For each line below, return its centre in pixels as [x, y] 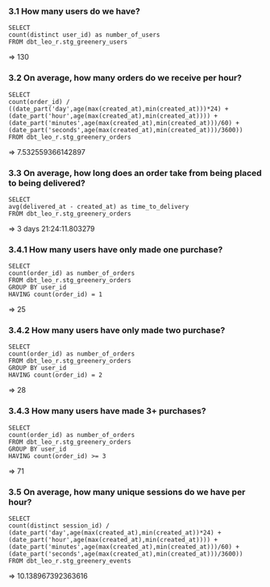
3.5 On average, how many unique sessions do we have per [127, 492]
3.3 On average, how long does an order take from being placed [135, 173]
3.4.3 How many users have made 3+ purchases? [108, 411]
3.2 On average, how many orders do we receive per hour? [125, 78]
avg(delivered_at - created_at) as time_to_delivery [99, 206]
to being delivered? [47, 183]
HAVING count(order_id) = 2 [56, 375]
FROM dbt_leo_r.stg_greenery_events [70, 561]
